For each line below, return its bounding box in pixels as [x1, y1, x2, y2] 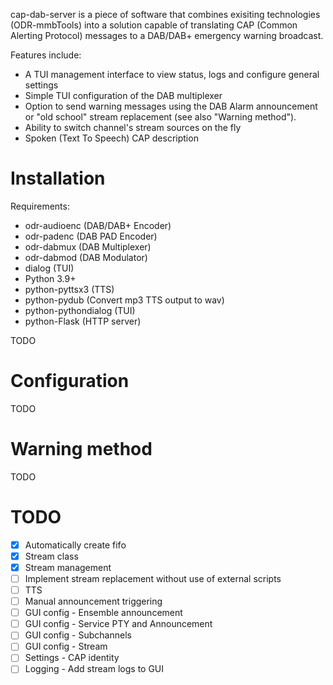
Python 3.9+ [24, 272, 77, 284]
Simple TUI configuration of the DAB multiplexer [24, 90, 223, 101]
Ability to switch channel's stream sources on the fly [24, 122, 242, 133]
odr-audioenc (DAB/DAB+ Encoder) [24, 219, 172, 231]
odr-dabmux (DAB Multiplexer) [24, 240, 152, 253]
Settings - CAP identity [24, 652, 120, 664]
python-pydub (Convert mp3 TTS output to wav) [24, 294, 225, 306]
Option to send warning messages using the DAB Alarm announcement [24, 100, 318, 112]
